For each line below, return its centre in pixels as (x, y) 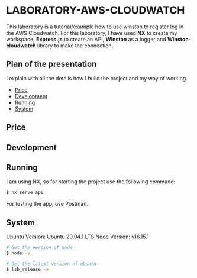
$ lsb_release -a (28, 269)
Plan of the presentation (51, 64)
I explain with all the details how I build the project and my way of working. (97, 78)
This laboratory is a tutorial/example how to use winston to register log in (95, 27)
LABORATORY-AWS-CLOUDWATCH (96, 10)
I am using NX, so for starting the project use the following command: (91, 182)
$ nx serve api (25, 193)
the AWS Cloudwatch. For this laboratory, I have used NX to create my (92, 33)
